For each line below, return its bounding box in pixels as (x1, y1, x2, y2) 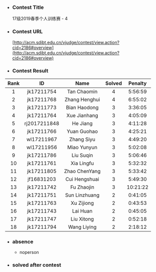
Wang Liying (68, 223, 97, 230)
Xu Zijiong (70, 199, 94, 206)
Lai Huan (72, 207, 93, 214)
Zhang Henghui (64, 96, 100, 103)
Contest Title (12, 4, 44, 11)
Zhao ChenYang (64, 168, 101, 174)
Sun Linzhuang (65, 192, 100, 198)
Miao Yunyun (67, 144, 98, 150)
